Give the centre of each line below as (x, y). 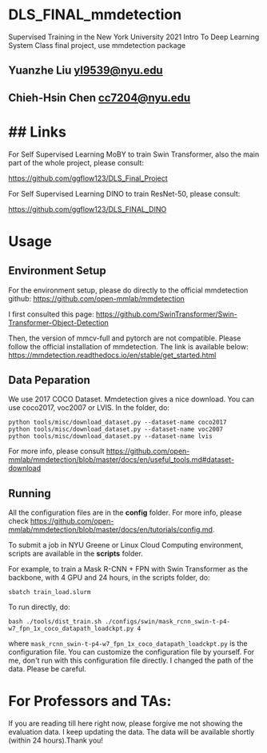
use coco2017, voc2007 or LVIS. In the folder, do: (89, 408)
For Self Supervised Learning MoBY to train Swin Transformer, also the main (134, 154)
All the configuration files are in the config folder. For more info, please (125, 512)
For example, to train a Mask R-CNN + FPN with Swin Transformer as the (128, 569)
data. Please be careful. (47, 669)
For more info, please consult (57, 451)
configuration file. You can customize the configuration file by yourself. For (132, 652)
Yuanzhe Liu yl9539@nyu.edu (86, 71)
